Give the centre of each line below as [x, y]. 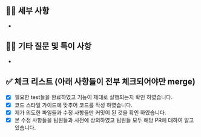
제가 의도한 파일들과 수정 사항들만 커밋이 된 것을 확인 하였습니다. [90, 112]
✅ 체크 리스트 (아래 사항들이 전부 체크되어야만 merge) [100, 82]
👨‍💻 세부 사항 [28, 11]
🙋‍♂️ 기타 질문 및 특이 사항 [49, 46]
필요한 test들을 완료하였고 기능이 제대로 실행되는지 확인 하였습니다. [94, 97]
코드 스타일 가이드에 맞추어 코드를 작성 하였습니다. [73, 105]
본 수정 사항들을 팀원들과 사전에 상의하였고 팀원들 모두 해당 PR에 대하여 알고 [104, 120]
